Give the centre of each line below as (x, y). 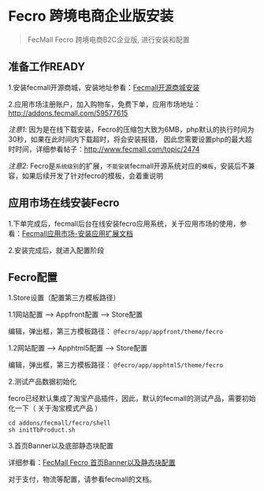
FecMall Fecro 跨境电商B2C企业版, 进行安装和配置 (109, 39)
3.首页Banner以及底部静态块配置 (61, 446)
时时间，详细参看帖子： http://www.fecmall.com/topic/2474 (104, 149)
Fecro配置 (33, 277)
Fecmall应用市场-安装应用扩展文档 (78, 233)
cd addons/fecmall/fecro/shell (59, 423)
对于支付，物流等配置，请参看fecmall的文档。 (82, 479)
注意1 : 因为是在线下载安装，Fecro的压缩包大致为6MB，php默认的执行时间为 (131, 129)
